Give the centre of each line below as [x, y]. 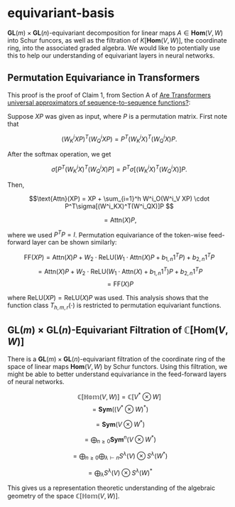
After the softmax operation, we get [59, 154]
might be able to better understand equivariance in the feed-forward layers [117, 374]
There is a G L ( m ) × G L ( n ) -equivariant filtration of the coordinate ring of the [116, 359]
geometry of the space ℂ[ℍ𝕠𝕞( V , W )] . [64, 496]
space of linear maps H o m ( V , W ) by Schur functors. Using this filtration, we [117, 366]
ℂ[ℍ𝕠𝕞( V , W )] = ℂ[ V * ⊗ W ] [119, 396]
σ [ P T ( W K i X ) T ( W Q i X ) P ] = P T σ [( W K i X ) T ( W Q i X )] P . [119, 169]
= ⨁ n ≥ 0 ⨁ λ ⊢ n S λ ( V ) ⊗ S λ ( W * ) [120, 456]
